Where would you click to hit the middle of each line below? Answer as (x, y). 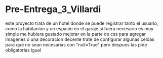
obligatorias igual (23, 50)
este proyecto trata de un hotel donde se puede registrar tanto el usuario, (82, 23)
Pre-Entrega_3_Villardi (53, 9)
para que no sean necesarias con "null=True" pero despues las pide (76, 44)
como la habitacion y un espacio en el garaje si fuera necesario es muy (79, 28)
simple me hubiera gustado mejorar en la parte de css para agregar (75, 34)
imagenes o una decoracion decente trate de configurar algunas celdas (80, 39)
